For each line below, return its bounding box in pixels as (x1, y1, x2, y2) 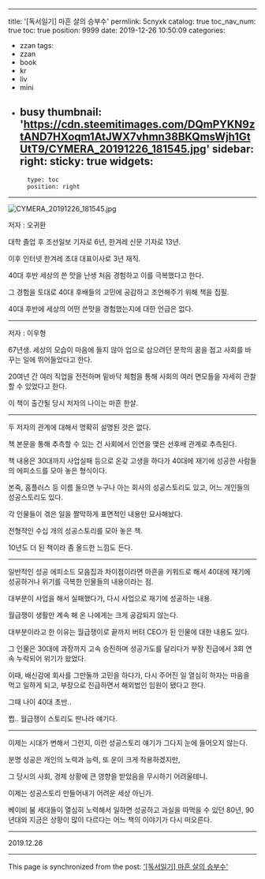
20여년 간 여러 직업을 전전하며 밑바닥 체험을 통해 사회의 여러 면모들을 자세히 (8, 372, 242, 381)
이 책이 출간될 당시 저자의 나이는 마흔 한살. (8, 398, 139, 407)
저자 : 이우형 (8, 328, 47, 338)
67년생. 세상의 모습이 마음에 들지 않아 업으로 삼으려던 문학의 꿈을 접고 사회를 (8, 345, 244, 354)
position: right (27, 182, 80, 190)
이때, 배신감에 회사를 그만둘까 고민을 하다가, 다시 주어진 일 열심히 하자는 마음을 (8, 670, 250, 679)
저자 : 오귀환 (8, 220, 47, 230)
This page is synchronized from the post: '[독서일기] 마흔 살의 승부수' (8, 862, 229, 871)
